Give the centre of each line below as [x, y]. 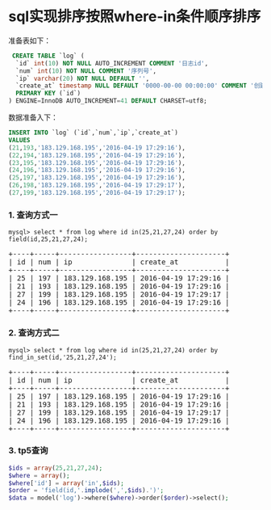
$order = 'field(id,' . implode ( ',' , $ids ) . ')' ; [86, 491]
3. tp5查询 [28, 451]
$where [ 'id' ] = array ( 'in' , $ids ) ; [67, 483]
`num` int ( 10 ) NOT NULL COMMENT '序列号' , [86, 71]
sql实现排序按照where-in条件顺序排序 [135, 17]
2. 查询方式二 [34, 333]
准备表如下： [29, 40]
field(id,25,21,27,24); [48, 239]
